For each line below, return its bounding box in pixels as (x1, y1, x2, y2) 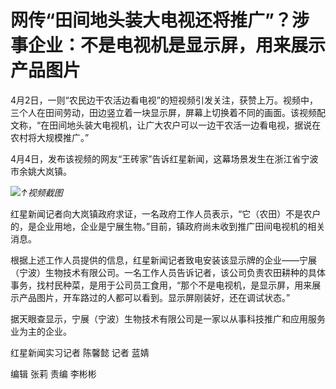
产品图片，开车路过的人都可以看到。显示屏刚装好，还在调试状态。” (18, 291, 291, 303)
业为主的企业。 (10, 325, 72, 337)
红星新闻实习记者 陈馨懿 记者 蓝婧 (10, 346, 150, 358)
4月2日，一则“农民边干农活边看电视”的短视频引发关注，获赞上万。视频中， (10, 94, 318, 106)
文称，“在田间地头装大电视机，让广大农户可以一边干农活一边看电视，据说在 (10, 119, 322, 131)
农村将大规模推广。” (10, 131, 90, 143)
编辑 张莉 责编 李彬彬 (10, 367, 97, 380)
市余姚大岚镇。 (10, 165, 72, 177)
